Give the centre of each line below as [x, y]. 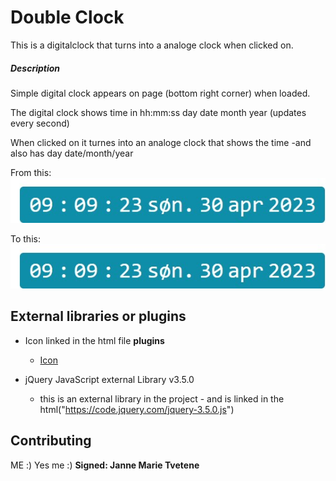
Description [35, 68]
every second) [40, 123]
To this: [25, 238]
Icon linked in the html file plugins [94, 340]
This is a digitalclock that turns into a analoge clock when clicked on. [152, 45]
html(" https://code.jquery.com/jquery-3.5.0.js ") [137, 409]
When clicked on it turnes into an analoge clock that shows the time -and [161, 142]
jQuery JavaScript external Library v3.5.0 [109, 379]
